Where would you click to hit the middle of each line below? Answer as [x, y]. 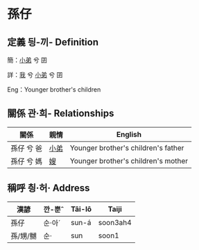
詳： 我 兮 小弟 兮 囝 [35, 75]
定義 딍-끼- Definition [53, 42]
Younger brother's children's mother [129, 160]
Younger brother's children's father [127, 148]
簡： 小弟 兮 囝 [27, 60]
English [129, 134]
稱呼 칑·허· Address [49, 188]
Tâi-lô [81, 209]
